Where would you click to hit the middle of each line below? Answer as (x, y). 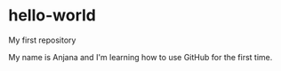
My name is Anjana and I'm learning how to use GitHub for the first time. (140, 57)
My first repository (42, 40)
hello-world (52, 16)
